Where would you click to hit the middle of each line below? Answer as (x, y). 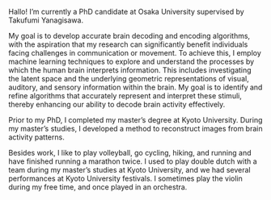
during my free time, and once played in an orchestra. (98, 187)
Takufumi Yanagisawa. (46, 20)
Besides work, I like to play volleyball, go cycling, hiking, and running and (130, 153)
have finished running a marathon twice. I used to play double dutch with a (133, 161)
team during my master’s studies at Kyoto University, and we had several (129, 170)
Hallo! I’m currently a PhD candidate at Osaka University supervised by (126, 12)
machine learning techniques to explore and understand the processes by (131, 61)
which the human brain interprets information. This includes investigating (130, 70)
